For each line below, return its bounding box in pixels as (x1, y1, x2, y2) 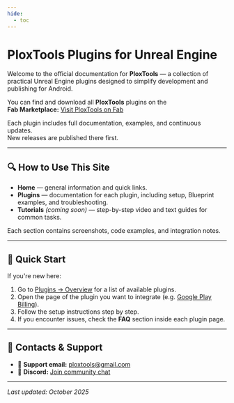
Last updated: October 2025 (7, 388, 89, 396)
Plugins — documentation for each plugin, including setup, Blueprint (17, 191, 214, 199)
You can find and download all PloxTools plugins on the (7, 98, 167, 107)
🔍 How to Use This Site (7, 161, 110, 173)
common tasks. (17, 213, 62, 222)
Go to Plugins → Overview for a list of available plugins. (17, 285, 176, 294)
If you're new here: (7, 272, 61, 280)
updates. (7, 126, 33, 135)
